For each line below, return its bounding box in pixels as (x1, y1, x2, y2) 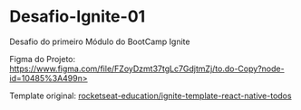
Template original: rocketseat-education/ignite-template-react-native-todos (9, 90, 292, 101)
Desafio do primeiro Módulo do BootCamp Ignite (9, 36, 190, 47)
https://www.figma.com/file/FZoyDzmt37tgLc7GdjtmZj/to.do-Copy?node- (9, 63, 285, 74)
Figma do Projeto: (9, 53, 76, 64)
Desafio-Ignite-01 (9, 6, 146, 27)
